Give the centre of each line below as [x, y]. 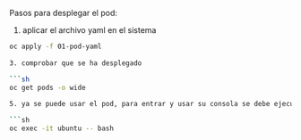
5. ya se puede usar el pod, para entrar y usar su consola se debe [140, 104]
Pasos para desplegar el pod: [64, 13]
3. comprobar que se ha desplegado [76, 63]
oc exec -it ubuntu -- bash [62, 128]
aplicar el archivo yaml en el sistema [89, 30]
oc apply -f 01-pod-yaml [56, 46]
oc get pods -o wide [48, 87]
